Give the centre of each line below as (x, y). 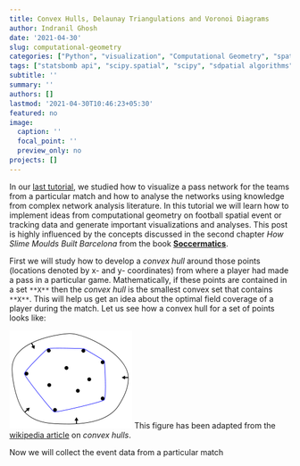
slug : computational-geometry (66, 47)
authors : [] (31, 94)
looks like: (28, 318)
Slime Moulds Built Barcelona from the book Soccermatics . (119, 243)
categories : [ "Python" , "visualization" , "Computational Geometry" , (139, 57)
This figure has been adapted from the (204, 425)
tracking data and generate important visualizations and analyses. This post (149, 224)
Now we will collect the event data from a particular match (117, 452)
